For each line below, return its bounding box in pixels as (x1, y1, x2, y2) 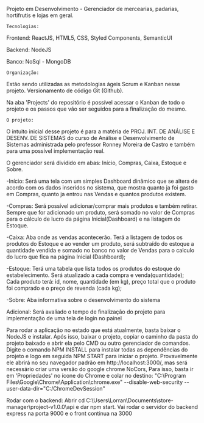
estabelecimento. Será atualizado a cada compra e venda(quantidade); (6, 271, 185, 279)
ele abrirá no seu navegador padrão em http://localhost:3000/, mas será (6, 359, 188, 366)
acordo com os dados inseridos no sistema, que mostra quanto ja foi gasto (6, 184, 194, 191)
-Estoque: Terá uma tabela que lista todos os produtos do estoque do (6, 265, 181, 272)
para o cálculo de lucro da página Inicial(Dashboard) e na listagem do (6, 215, 181, 223)
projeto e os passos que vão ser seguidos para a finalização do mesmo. (6, 105, 187, 112)
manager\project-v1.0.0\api (6, 403, 75, 410)
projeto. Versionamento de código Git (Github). (6, 87, 124, 94)
